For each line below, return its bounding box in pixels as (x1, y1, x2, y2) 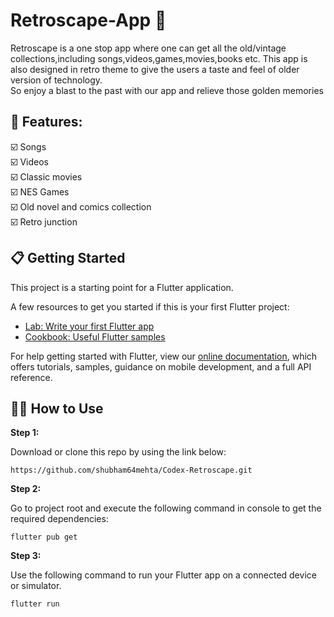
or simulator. (10, 580, 62, 592)
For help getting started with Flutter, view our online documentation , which (10, 350, 318, 362)
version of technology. (10, 74, 103, 86)
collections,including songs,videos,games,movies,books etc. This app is (10, 52, 308, 64)
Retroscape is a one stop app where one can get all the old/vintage (10, 42, 287, 54)
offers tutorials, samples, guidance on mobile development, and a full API (10, 360, 312, 373)
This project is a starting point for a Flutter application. (10, 281, 234, 293)
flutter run (10, 599, 60, 609)
